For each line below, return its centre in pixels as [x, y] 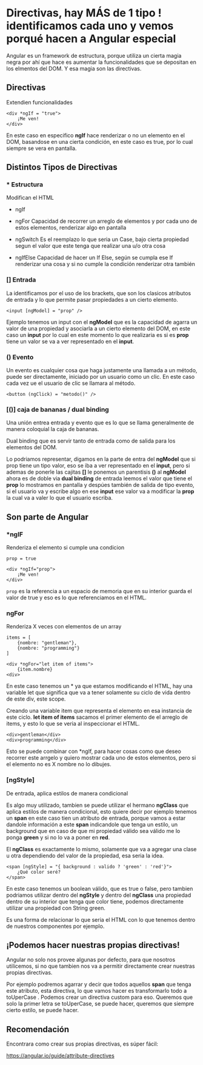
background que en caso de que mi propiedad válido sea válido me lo [93, 831]
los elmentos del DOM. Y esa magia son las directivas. [74, 68]
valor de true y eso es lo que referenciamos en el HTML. [77, 597]
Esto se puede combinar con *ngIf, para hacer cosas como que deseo [94, 751]
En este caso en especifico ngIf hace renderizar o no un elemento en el [95, 135]
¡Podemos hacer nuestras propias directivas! [93, 945]
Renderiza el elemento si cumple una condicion [65, 548]
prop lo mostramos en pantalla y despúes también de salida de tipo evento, [101, 485]
